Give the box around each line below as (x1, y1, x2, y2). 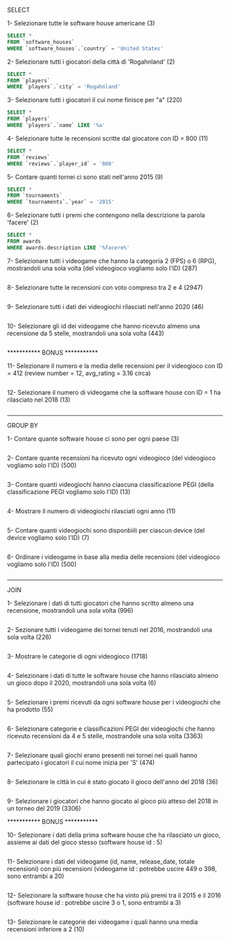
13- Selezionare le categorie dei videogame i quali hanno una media (7, 918, 199, 926)
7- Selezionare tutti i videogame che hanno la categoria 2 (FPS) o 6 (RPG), (7, 256, 217, 265)
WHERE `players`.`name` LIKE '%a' (7, 122, 106, 129)
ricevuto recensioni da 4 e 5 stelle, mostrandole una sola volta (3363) (7, 731, 203, 740)
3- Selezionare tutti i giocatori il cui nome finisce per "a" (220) (7, 96, 183, 104)
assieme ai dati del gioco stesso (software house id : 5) (7, 838, 163, 846)
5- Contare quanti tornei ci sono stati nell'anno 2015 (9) (7, 173, 164, 181)
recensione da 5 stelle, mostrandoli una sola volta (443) (7, 329, 164, 337)
